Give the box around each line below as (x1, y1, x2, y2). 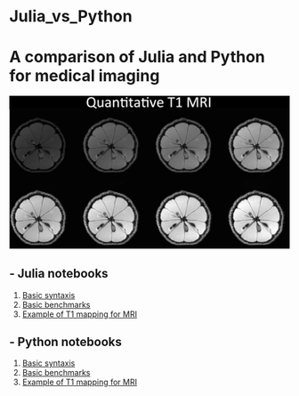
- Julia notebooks (9, 266, 109, 281)
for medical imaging (9, 66, 160, 86)
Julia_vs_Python (9, 6, 133, 27)
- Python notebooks (9, 334, 123, 349)
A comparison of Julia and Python (9, 47, 265, 68)
